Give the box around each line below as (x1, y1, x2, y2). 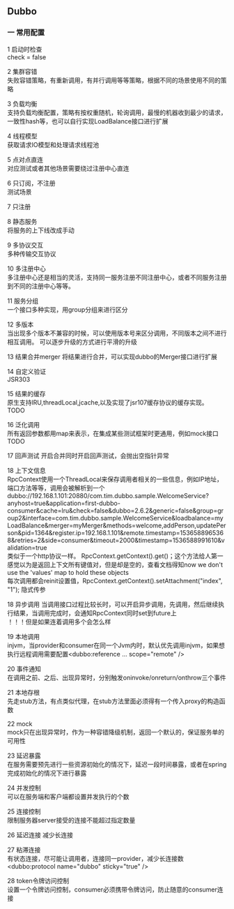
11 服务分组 (7, 296, 39, 305)
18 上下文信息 (7, 466, 47, 474)
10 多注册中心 (7, 264, 47, 273)
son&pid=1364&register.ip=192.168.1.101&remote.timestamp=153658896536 (7, 528, 224, 536)
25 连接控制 (7, 807, 41, 816)
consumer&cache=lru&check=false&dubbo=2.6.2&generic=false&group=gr (7, 506, 224, 515)
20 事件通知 (7, 664, 42, 673)
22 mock (7, 719, 33, 728)
